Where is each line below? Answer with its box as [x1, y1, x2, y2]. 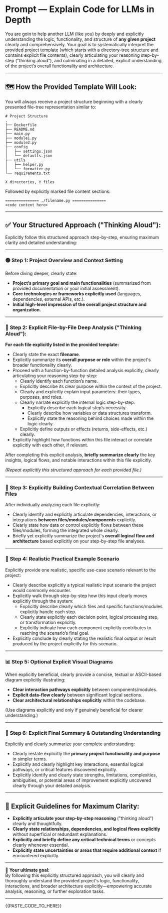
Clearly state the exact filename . [12, 352, 80, 358]
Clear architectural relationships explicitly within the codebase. [12, 697, 146, 704]
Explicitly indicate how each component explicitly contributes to [19, 624, 151, 631]
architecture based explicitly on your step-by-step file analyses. [12, 538, 145, 544]
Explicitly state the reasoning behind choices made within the [27, 415, 154, 421]
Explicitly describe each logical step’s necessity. [27, 405, 127, 411]
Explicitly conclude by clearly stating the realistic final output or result [12, 635, 156, 641]
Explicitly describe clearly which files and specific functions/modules [19, 603, 162, 609]
